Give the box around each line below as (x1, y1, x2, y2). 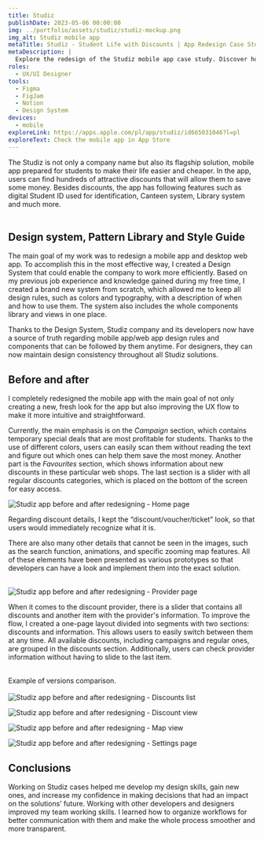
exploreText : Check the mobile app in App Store (8, 135, 170, 144)
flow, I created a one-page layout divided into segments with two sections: (8, 619, 250, 629)
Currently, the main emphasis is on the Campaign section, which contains (8, 426, 247, 435)
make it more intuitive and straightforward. (8, 411, 145, 420)
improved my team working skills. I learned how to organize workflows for (8, 807, 247, 817)
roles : (8, 63, 30, 71)
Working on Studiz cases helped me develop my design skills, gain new (8, 782, 240, 791)
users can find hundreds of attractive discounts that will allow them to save (8, 174, 251, 183)
